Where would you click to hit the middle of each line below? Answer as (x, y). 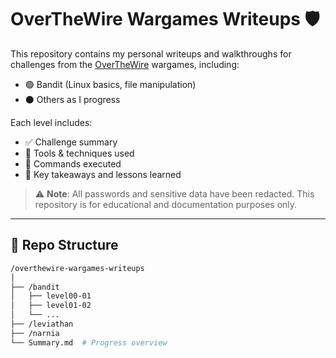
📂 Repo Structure (64, 245)
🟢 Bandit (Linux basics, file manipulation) (110, 84)
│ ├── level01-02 (51, 306)
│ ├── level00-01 (51, 296)
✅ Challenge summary (71, 142)
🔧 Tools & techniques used (79, 153)
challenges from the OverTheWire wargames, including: (125, 64)
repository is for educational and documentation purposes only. (166, 204)
